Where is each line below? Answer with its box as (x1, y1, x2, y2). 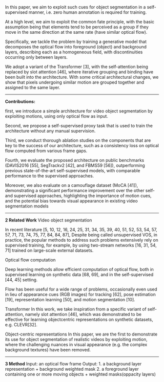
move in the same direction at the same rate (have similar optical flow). (5, 29, 147, 35)
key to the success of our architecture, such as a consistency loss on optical (5, 143, 159, 148)
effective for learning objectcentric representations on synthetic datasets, (5, 316, 153, 322)
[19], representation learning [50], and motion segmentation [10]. (5, 297, 135, 302)
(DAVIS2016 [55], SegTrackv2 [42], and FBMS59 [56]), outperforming (5, 162, 145, 168)
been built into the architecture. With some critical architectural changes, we (5, 74, 159, 80)
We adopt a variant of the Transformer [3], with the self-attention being (5, 64, 148, 69)
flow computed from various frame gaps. (5, 148, 88, 154)
